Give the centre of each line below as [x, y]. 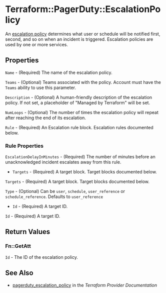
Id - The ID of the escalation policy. [42, 257]
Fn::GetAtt [18, 246]
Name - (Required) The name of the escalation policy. [59, 72]
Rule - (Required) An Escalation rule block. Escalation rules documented [79, 127]
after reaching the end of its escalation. [46, 118]
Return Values [28, 232]
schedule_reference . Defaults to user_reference [54, 197]
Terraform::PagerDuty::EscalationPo [83, 9]
